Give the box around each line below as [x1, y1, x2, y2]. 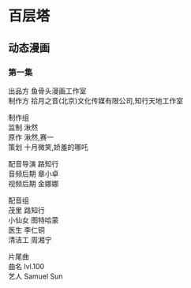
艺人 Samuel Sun [8, 271, 63, 281]
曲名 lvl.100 [8, 261, 45, 271]
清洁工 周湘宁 [8, 234, 52, 245]
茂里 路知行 [8, 205, 45, 215]
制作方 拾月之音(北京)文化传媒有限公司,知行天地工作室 [8, 95, 184, 105]
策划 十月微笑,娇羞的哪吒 [8, 142, 88, 151]
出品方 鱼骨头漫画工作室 [8, 86, 87, 95]
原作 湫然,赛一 [8, 132, 54, 142]
